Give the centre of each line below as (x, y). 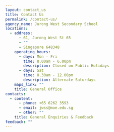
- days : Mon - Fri (38, 56)
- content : (21, 98)
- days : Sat (31, 71)
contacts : (16, 94)
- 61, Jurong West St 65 (45, 38)
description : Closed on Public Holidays (66, 66)
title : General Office (38, 89)
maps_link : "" (29, 84)
